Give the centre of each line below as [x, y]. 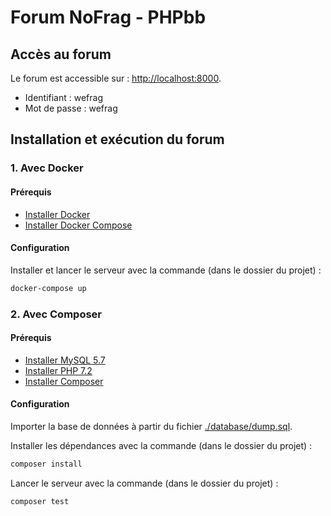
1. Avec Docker [47, 168]
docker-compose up [48, 288]
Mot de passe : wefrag [71, 108]
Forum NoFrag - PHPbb [108, 17]
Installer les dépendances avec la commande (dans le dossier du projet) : [161, 445]
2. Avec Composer [56, 314]
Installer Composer [64, 381]
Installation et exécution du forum [117, 139]
